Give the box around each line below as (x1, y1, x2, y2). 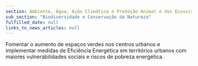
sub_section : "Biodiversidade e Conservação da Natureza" (5, 14, 151, 20)
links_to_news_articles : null (5, 25, 80, 31)
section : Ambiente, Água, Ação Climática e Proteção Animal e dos (5, 8, 173, 15)
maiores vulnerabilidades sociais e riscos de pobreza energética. (5, 53, 164, 60)
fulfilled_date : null (5, 19, 59, 25)
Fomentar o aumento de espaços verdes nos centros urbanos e (5, 41, 161, 48)
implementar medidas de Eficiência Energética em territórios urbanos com (5, 47, 187, 54)
